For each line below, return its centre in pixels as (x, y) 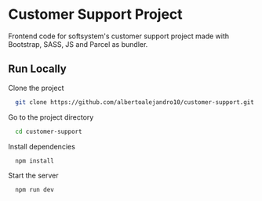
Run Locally (37, 69)
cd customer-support (49, 131)
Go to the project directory (51, 117)
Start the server (33, 176)
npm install (35, 161)
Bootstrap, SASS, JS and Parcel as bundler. (78, 44)
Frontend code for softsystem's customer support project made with (119, 36)
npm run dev (35, 190)
